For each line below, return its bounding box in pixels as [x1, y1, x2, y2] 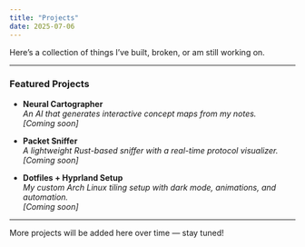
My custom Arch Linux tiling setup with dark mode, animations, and [22, 182, 277, 193]
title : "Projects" [9, 13, 79, 23]
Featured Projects [9, 78, 90, 91]
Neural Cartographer [22, 98, 103, 109]
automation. [22, 192, 69, 203]
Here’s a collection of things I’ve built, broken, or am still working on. [9, 46, 265, 57]
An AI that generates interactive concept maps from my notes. [22, 108, 257, 119]
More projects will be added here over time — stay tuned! [9, 227, 224, 238]
